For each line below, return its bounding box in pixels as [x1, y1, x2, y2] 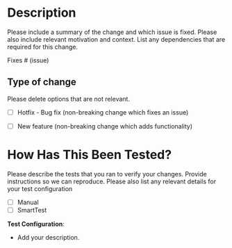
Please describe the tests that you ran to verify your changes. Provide [7, 170, 207, 178]
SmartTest [17, 206, 47, 214]
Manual [17, 198, 40, 206]
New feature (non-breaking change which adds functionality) [17, 122, 193, 130]
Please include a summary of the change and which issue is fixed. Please [7, 28, 217, 36]
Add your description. [17, 233, 80, 241]
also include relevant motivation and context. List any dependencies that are [7, 35, 226, 43]
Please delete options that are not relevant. [7, 94, 131, 103]
